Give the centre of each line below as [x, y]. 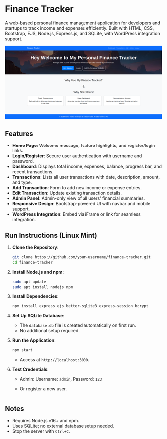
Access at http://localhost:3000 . [54, 359]
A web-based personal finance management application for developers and [83, 23]
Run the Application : [34, 340]
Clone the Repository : [35, 247]
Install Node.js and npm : [38, 272]
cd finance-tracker [33, 263]
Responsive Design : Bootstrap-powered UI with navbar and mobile [81, 204]
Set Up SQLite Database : [38, 315]
